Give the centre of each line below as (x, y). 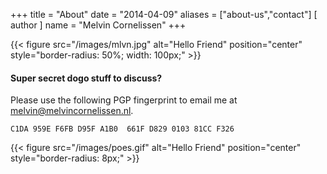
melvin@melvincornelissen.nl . (72, 111)
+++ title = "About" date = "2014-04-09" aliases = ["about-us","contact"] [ (164, 14)
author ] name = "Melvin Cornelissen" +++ (98, 25)
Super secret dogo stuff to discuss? (86, 78)
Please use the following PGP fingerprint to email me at (124, 100)
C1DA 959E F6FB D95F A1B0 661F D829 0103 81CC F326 (122, 129)
